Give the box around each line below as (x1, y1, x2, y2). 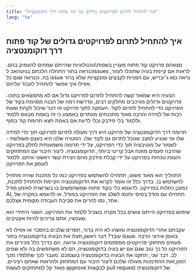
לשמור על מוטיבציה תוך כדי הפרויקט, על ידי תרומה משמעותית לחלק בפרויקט (6, 141, 177, 149)
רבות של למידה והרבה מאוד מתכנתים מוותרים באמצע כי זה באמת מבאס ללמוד (6, 111, 182, 118)
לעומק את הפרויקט (6, 160, 49, 167)
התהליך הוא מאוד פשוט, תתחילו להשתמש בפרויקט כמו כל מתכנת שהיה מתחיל (6, 172, 182, 179)
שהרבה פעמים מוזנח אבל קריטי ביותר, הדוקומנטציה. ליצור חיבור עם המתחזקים (6, 147, 181, 155)
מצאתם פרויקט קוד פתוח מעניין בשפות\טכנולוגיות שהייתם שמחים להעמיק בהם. (6, 61, 183, 68)
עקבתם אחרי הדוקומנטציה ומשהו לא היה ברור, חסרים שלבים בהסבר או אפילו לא (6, 226, 185, 234)
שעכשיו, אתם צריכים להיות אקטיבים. (6, 215, 87, 222)
